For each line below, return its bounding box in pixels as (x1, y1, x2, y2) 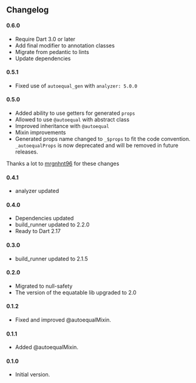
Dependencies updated (15, 215, 74, 222)
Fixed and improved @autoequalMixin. (15, 316, 111, 324)
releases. (15, 148, 38, 155)
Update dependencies (15, 55, 71, 62)
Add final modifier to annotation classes (15, 42, 115, 49)
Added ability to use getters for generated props (15, 109, 135, 117)
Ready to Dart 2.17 (15, 228, 61, 235)
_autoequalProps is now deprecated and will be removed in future (15, 142, 179, 149)
